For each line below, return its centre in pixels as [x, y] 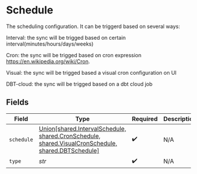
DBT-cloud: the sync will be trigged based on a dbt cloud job [79, 84]
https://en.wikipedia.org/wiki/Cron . [48, 61]
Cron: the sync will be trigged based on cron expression [74, 55]
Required [145, 119]
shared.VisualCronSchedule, [78, 143]
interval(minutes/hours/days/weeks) [50, 44]
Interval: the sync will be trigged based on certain [66, 37]
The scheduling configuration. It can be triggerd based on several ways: [93, 26]
